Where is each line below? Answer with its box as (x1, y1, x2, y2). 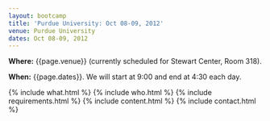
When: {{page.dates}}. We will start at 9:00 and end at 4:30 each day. (8, 72, 242, 81)
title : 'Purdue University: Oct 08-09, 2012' (8, 19, 164, 27)
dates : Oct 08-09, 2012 (8, 34, 89, 43)
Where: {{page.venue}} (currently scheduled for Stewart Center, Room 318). (8, 56, 262, 66)
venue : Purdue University (8, 27, 95, 35)
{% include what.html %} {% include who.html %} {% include (8, 88, 212, 98)
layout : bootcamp (8, 11, 67, 20)
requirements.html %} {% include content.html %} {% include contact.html (8, 96, 256, 106)
